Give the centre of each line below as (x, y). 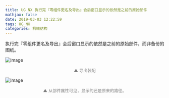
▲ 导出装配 (85, 70)
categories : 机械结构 (26, 29)
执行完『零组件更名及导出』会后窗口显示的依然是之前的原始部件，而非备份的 (85, 44)
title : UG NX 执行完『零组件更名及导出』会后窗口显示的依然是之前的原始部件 (76, 10)
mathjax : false (21, 15)
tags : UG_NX (18, 24)
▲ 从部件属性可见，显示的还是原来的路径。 (85, 91)
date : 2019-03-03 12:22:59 (34, 19)
